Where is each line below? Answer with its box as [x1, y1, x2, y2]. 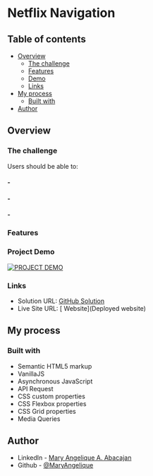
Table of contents [7, 33, 86, 45]
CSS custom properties [17, 392, 86, 400]
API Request [17, 384, 54, 393]
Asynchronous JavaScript [17, 376, 93, 386]
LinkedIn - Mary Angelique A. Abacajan [17, 453, 132, 462]
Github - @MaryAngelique [17, 461, 94, 470]
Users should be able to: [7, 162, 79, 170]
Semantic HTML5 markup [17, 362, 92, 370]
